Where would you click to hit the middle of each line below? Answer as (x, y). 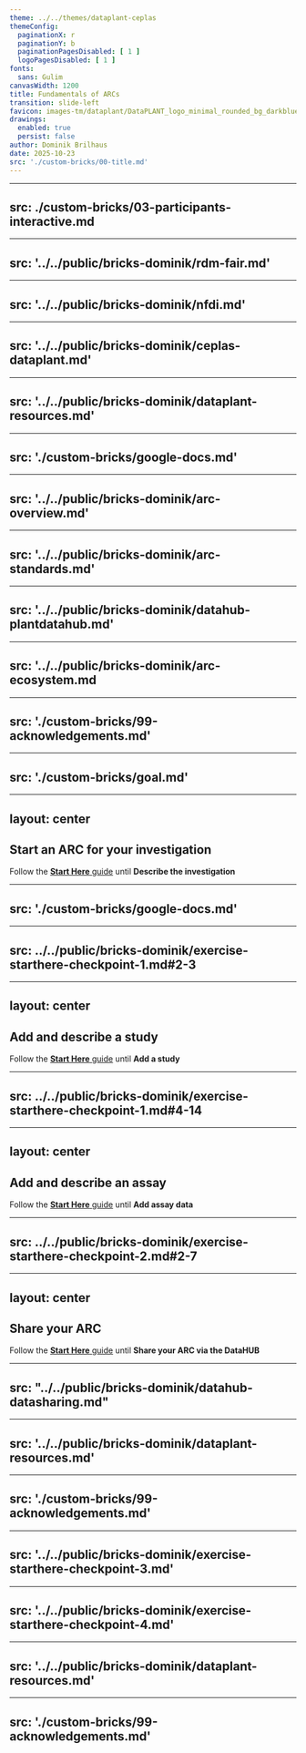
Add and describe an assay (88, 1182)
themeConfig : (34, 26)
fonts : (22, 69)
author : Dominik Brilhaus (58, 145)
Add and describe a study (84, 1036)
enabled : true (44, 128)
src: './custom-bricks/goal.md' (99, 777)
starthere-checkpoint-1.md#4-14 (106, 1110)
